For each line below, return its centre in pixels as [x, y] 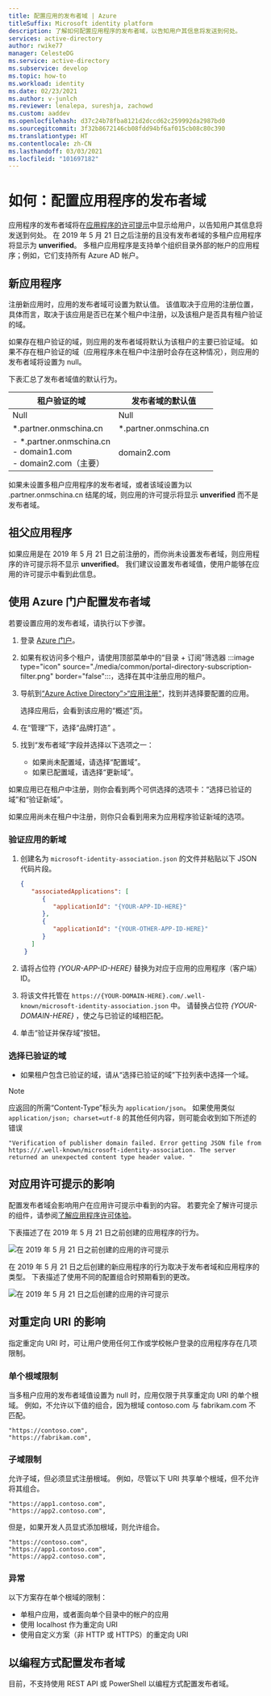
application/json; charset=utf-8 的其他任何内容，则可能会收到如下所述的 [132, 1117]
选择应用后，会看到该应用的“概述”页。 [83, 710]
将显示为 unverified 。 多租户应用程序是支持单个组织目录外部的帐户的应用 [130, 245]
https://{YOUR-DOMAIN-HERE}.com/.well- [138, 996]
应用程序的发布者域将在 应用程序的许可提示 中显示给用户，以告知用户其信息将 [135, 225]
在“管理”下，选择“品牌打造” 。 [70, 728]
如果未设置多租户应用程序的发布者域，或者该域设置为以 [100, 485]
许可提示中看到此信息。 [61, 574]
